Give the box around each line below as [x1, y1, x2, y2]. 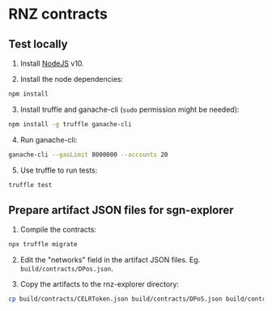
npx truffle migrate [8, 241, 79, 249]
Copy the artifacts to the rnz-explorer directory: [19, 279, 180, 289]
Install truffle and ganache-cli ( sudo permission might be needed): [19, 104, 240, 114]
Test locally [8, 37, 68, 51]
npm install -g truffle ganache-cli [8, 120, 132, 128]
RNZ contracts [8, 5, 108, 23]
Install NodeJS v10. [19, 58, 85, 68]
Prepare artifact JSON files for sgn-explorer [8, 203, 234, 217]
